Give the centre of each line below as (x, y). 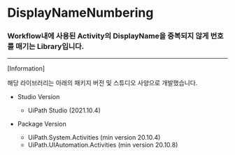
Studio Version (38, 97)
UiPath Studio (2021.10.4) (64, 110)
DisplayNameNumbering (80, 13)
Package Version (42, 124)
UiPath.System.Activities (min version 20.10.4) (94, 138)
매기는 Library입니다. (50, 47)
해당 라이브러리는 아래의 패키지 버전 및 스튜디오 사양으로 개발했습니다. (102, 83)
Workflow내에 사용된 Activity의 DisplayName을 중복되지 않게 (108, 36)
